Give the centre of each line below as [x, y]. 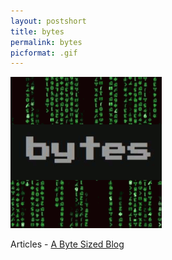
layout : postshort [48, 21]
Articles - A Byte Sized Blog [67, 244]
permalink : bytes [46, 42]
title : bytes [37, 31]
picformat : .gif [44, 53]
